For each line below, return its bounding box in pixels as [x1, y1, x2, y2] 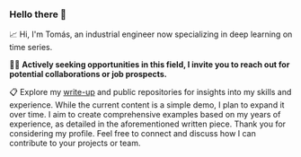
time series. [9, 42, 53, 53]
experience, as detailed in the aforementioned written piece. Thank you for [9, 118, 286, 129]
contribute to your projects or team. [9, 138, 141, 149]
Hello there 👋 [9, 8, 67, 21]
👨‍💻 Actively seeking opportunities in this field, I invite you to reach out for [9, 59, 290, 70]
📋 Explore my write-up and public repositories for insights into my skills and [9, 87, 292, 98]
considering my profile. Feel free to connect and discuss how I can [9, 128, 256, 139]
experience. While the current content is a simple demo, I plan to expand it [9, 100, 285, 110]
